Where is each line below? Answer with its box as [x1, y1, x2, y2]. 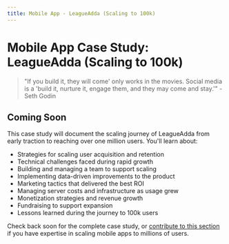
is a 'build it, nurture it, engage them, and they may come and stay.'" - [23, 84, 223, 93]
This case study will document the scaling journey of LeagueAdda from [7, 130, 210, 138]
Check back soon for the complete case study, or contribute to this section [7, 222, 220, 230]
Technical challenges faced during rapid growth [17, 157, 154, 166]
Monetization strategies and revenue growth [17, 194, 143, 203]
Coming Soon [7, 111, 67, 123]
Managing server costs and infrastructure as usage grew [17, 187, 179, 195]
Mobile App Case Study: [7, 39, 150, 55]
